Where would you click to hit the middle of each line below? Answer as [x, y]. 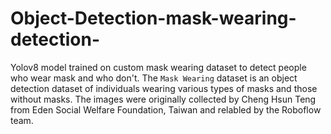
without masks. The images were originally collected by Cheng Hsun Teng [163, 99]
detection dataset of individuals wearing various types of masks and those [164, 88]
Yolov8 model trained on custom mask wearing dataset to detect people [158, 67]
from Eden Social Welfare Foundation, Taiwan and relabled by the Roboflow [166, 109]
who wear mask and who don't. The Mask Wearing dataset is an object [154, 78]
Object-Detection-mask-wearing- [153, 18]
